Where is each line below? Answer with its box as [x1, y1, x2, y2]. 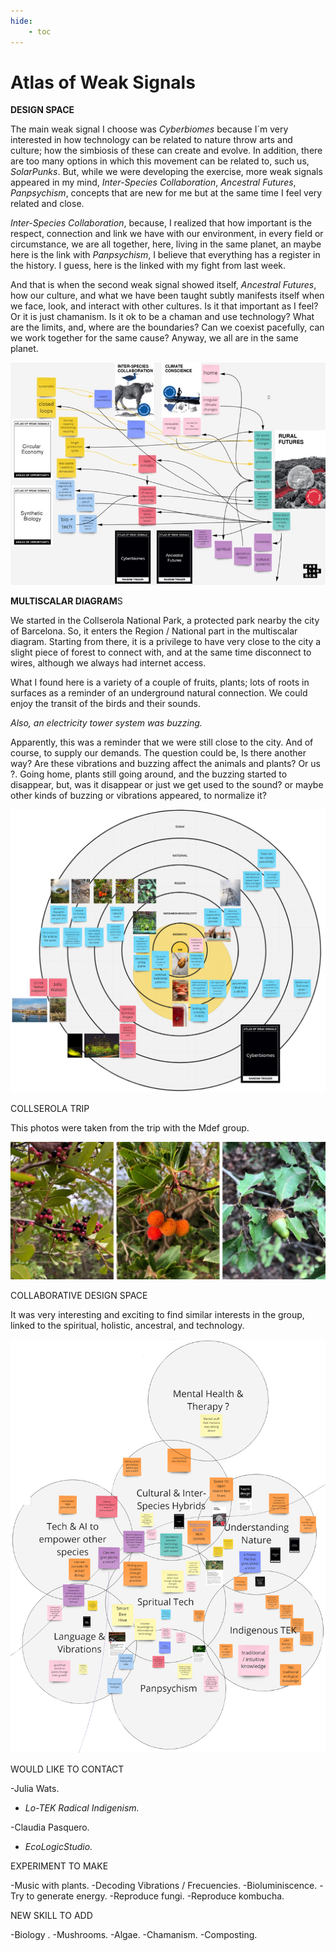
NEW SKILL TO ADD [10, 1910, 93, 1922]
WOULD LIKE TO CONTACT [10, 1763, 125, 1775]
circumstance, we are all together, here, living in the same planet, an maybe [10, 238, 322, 250]
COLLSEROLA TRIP [10, 1103, 90, 1115]
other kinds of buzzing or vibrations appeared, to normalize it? [10, 790, 267, 802]
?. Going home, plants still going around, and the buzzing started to [10, 768, 288, 780]
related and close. [10, 198, 85, 210]
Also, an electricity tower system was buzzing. [10, 717, 203, 729]
